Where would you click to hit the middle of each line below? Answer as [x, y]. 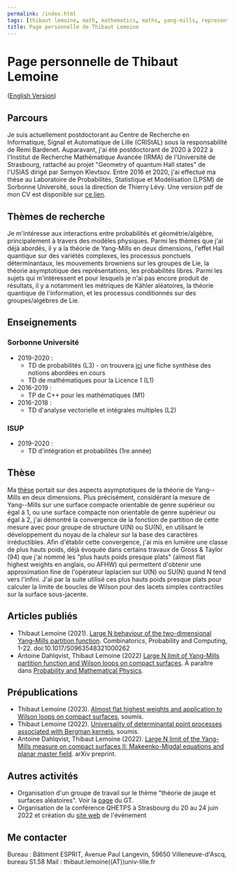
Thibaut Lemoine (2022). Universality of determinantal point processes [120, 724]
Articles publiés [43, 616]
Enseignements [42, 322]
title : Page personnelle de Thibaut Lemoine [73, 27]
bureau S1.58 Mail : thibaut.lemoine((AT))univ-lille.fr [81, 861]
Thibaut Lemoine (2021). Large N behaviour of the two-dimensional [114, 633]
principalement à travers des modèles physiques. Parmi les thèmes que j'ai [115, 241]
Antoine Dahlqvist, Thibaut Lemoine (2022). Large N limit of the [109, 739]
